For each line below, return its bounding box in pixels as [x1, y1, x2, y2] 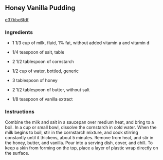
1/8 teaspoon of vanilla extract [12, 96, 73, 102]
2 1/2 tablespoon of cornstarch [12, 59, 74, 64]
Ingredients [5, 29, 33, 35]
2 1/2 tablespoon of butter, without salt [12, 87, 90, 93]
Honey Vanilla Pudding [5, 4, 75, 12]
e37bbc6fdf [5, 16, 29, 22]
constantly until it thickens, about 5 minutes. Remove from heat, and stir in [5, 135, 154, 141]
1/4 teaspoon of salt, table [12, 49, 65, 55]
